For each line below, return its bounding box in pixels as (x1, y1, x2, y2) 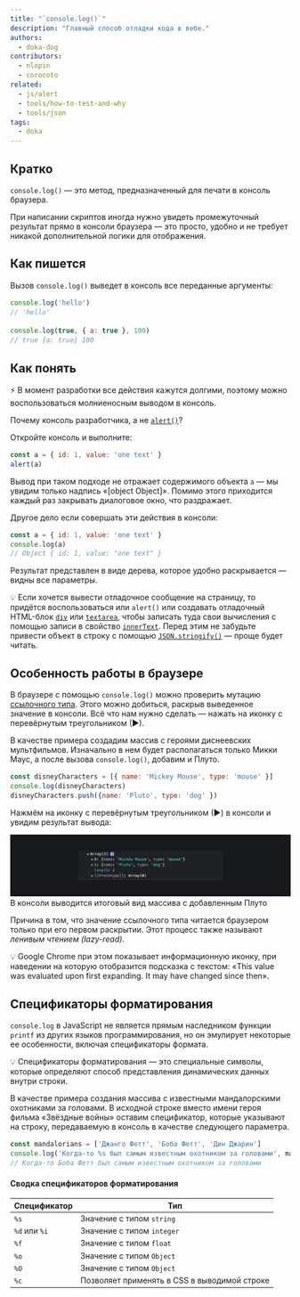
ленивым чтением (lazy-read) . (10, 934, 126, 944)
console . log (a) (10, 540, 67, 549)
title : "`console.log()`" (10, 14, 106, 23)
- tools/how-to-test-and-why (18, 99, 126, 108)
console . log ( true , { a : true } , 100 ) (10, 326, 150, 336)
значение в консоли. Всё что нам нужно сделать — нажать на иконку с (10, 708, 283, 719)
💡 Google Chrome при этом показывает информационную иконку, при (10, 951, 277, 962)
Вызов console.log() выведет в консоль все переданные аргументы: (10, 280, 274, 290)
